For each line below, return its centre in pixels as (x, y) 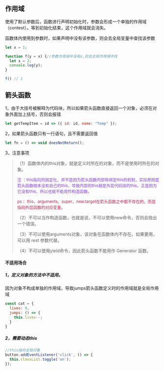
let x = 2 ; (21, 61)
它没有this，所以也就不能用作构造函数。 (54, 191)
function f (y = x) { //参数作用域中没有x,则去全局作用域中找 (61, 56)
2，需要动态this (21, 338)
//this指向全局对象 (23, 350)
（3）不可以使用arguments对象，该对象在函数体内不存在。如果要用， (87, 234)
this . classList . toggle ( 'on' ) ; (40, 360)
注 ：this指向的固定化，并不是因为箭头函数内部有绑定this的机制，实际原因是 (88, 180)
